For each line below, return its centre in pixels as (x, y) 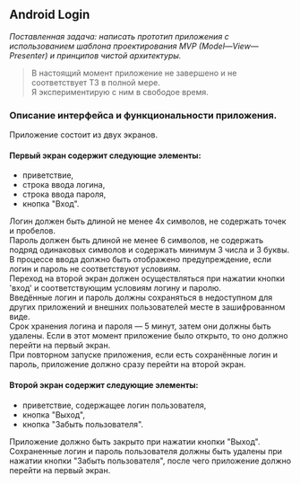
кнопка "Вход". (51, 204)
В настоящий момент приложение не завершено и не (134, 73)
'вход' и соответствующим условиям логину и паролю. (116, 288)
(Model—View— (228, 46)
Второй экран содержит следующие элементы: (104, 384)
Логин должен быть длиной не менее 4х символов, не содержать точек (148, 221)
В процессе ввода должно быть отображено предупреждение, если (140, 260)
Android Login (50, 15)
